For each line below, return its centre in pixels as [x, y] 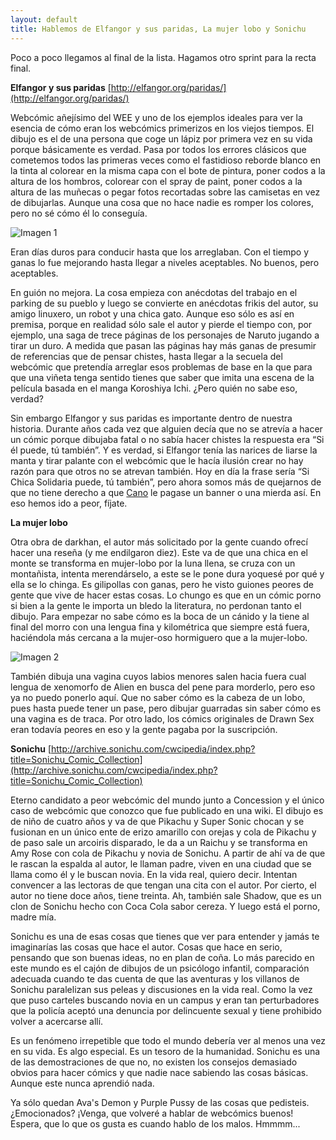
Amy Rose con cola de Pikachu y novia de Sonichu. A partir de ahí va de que [168, 853]
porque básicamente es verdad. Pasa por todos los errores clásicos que [158, 149]
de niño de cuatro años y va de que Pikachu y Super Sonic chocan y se [157, 821]
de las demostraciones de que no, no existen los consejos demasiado [154, 1062]
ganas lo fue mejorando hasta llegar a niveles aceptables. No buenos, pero [165, 262]
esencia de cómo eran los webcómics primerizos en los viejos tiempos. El [162, 128]
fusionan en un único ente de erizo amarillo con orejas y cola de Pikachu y [163, 832]
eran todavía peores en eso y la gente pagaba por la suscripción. [144, 729]
